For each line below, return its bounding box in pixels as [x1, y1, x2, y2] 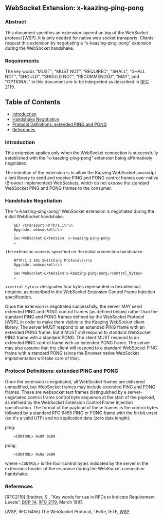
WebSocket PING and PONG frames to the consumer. [5, 185, 112, 191]
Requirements [5, 57, 39, 64]
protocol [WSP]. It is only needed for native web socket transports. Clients [5, 35, 154, 40]
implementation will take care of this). [5, 356, 80, 361]
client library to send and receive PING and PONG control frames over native [5, 175, 159, 181]
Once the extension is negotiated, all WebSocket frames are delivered [5, 379, 145, 384]
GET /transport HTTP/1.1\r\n [14, 223, 73, 228]
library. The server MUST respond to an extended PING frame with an [5, 324, 145, 330]
